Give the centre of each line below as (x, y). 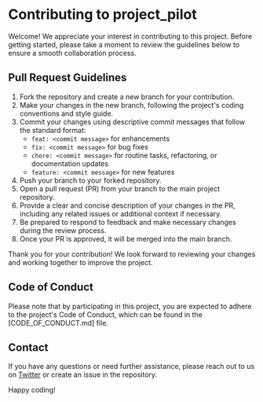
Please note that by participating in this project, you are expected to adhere (130, 306)
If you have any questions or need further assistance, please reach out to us (131, 367)
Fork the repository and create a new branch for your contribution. (127, 97)
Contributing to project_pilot (103, 15)
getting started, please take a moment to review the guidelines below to (124, 44)
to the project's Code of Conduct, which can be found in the (105, 314)
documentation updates (69, 164)
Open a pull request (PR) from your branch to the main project (120, 188)
